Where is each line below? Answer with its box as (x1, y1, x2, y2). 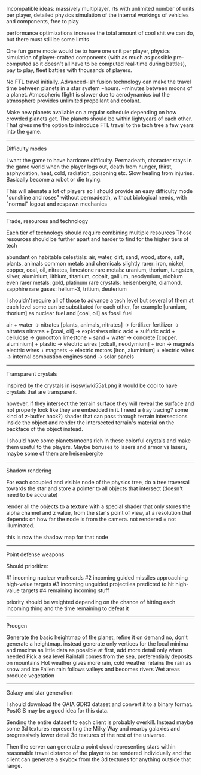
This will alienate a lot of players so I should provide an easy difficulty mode (6, 188, 193, 194)
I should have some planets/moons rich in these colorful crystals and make (6, 437, 191, 444)
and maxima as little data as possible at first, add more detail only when (6, 647, 182, 653)
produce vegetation (6, 672, 55, 679)
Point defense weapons (6, 551, 65, 558)
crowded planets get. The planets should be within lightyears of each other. (6, 115, 193, 122)
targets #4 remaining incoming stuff (20, 587, 109, 594)
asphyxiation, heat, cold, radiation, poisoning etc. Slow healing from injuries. (6, 170, 194, 176)
